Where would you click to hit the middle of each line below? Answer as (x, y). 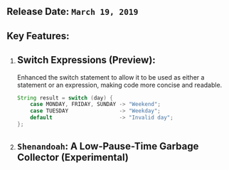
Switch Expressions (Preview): (86, 60)
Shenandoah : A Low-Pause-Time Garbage (108, 146)
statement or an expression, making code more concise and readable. (119, 85)
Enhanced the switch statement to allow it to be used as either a (111, 77)
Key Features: (38, 36)
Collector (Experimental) (73, 158)
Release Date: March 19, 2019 (73, 12)
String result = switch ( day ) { (65, 98)
